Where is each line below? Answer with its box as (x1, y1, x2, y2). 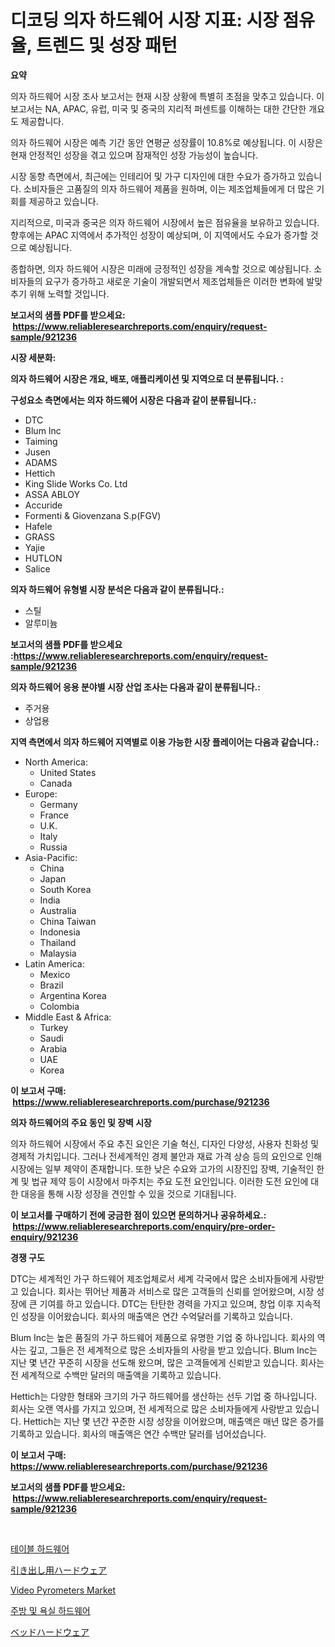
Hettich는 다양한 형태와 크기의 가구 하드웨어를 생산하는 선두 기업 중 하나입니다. (10, 1390, 318, 1402)
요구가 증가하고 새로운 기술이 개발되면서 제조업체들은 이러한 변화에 (44, 275, 305, 287)
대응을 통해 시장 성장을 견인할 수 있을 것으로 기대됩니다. (20, 1187, 237, 1200)
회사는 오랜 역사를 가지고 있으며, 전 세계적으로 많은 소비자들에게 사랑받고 (10, 1402, 293, 1415)
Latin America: (24, 957, 85, 970)
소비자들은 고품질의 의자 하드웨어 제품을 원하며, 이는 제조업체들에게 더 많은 (23, 182, 315, 195)
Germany (39, 798, 78, 810)
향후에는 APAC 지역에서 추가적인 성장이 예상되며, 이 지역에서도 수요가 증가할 (10, 229, 308, 241)
